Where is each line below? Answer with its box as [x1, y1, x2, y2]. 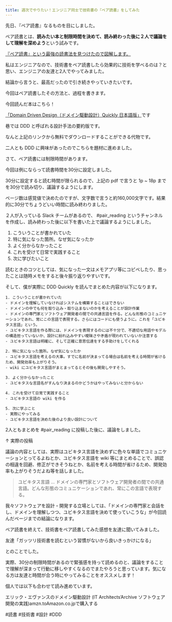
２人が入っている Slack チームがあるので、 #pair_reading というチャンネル [5, 212, 163, 218]
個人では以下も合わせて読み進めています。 [5, 583, 95, 589]
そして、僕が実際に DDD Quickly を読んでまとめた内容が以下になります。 [5, 284, 160, 290]
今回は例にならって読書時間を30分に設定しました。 [5, 166, 114, 172]
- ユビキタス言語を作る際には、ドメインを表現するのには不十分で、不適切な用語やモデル [5, 327, 167, 333]
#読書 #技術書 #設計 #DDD [5, 611, 62, 617]
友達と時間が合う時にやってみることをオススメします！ [18, 572, 136, 578]
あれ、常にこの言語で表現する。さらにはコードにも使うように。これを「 [24, 317, 155, 322]
